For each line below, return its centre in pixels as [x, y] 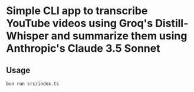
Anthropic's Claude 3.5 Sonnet [83, 49]
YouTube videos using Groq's [80, 23]
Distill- [172, 23]
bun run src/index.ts [33, 84]
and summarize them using [119, 36]
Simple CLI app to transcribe [77, 11]
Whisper [27, 36]
